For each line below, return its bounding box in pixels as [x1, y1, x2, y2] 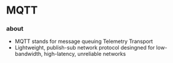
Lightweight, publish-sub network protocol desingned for [14, 44, 155, 51]
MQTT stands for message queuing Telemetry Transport [14, 38, 153, 45]
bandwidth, [14, 51, 43, 58]
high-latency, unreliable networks [43, 51, 126, 58]
